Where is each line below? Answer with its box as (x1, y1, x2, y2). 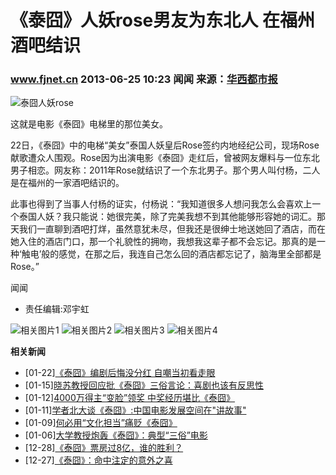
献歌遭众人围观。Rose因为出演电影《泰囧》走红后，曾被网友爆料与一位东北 (10, 152, 320, 164)
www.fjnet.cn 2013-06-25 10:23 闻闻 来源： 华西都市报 (10, 72, 278, 86)
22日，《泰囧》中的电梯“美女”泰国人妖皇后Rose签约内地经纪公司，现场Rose (10, 139, 320, 151)
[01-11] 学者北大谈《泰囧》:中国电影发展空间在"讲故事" (24, 404, 247, 416)
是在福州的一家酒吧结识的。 (10, 177, 125, 189)
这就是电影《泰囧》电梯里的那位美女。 (10, 118, 168, 130)
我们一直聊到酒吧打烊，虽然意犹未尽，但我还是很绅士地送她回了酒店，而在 (18, 223, 326, 235)
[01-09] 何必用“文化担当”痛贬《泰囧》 (24, 417, 178, 429)
